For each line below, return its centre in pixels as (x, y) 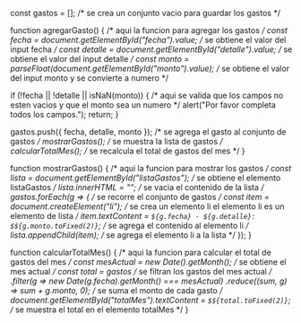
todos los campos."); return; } (64, 114)
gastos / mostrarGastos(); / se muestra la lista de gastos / (116, 141)
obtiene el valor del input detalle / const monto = (100, 59)
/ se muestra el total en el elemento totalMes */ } (99, 310)
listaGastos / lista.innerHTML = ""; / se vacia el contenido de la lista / (137, 187)
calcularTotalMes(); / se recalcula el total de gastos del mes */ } (128, 151)
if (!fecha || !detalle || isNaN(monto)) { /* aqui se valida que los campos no (147, 95)
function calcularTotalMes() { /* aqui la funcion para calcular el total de (141, 252)
